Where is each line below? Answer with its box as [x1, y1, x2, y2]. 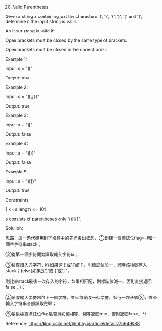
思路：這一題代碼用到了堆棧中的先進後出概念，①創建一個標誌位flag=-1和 [5, 235, 153, 241]
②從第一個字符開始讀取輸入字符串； [5, 252, 79, 257]
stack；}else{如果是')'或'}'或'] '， [5, 268, 72, 273]
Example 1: [5, 56, 27, 62]
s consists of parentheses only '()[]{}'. [5, 216, 81, 221]
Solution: [5, 225, 23, 231]
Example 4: [5, 141, 28, 146]
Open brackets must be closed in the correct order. [5, 47, 108, 52]
